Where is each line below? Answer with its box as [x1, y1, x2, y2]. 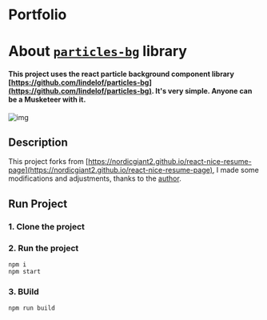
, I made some [212, 166, 260, 175]
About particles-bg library [8, 42, 188, 61]
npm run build [8, 304, 56, 313]
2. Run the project [8, 242, 79, 254]
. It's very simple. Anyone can [151, 86, 253, 95]
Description [8, 135, 68, 149]
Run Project [8, 197, 68, 210]
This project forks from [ [8, 157, 89, 166]
